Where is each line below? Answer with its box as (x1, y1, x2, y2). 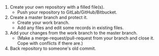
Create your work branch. (17, 19, 70, 25)
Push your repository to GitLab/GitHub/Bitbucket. (17, 9, 118, 15)
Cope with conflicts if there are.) (17, 40, 83, 46)
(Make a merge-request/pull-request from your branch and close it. (17, 35, 155, 41)
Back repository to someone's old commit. (9, 46, 96, 51)
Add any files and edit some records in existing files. (17, 25, 124, 31)
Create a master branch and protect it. (9, 15, 88, 20)
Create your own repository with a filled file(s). (9, 4, 105, 10)
